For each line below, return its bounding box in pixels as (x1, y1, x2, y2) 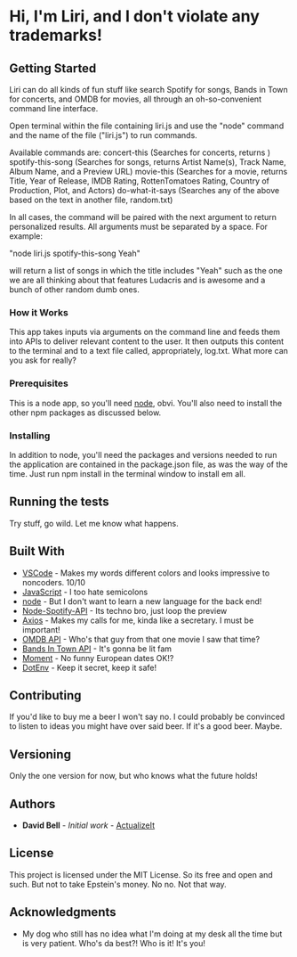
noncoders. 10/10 (21, 577, 86, 587)
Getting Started (9, 61, 97, 76)
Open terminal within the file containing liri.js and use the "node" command (9, 120, 285, 131)
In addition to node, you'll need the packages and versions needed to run (9, 449, 277, 460)
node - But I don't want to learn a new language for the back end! (21, 595, 262, 607)
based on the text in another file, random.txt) (9, 194, 173, 205)
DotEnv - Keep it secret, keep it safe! (21, 662, 157, 673)
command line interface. (9, 103, 99, 113)
